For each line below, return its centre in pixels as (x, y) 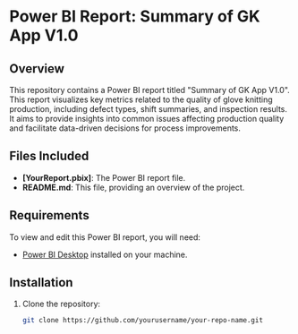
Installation (41, 283)
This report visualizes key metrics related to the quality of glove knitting (141, 99)
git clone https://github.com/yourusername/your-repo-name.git (143, 321)
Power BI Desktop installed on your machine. (105, 254)
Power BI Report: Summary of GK (135, 17)
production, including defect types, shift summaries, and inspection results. (149, 109)
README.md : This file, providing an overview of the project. (133, 187)
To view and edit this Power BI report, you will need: (105, 237)
